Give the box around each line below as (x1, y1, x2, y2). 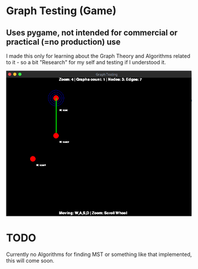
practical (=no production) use (6, 37, 121, 47)
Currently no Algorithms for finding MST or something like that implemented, (6, 251, 192, 258)
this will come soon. (6, 257, 55, 264)
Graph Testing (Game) (6, 4, 117, 18)
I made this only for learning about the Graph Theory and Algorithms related (6, 53, 190, 60)
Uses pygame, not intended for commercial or (6, 28, 178, 38)
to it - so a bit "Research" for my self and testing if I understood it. (6, 59, 166, 65)
